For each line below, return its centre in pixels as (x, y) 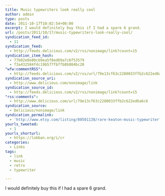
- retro (17, 165)
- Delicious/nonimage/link (37, 111)
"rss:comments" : (22, 97)
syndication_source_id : (29, 87)
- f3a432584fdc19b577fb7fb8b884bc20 (47, 65)
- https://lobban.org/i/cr (37, 138)
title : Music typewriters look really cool (50, 10)
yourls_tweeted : (22, 124)
